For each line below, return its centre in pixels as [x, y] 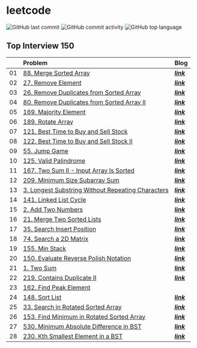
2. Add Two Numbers [53, 209]
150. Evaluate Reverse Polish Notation [77, 258]
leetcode [29, 10]
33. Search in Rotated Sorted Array [72, 307]
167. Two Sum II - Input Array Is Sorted [79, 170]
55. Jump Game [46, 151]
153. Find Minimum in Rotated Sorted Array [84, 317]
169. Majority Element [54, 112]
